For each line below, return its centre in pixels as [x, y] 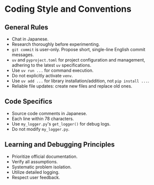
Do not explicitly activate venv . [42, 76]
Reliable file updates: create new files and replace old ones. [72, 86]
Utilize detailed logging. [36, 172]
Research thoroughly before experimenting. [56, 44]
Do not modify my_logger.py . [40, 129]
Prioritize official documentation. [45, 156]
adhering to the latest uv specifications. [51, 65]
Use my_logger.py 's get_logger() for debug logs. [61, 123]
